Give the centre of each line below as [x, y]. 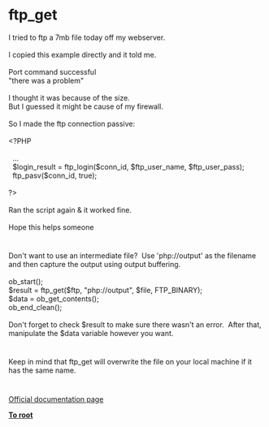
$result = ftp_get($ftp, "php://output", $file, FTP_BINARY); [106, 291]
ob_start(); [26, 282]
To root [21, 415]
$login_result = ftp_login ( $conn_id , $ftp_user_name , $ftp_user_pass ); [128, 166]
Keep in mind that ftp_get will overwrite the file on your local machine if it [130, 362]
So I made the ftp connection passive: [72, 123]
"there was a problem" [46, 80]
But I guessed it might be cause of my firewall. [86, 106]
